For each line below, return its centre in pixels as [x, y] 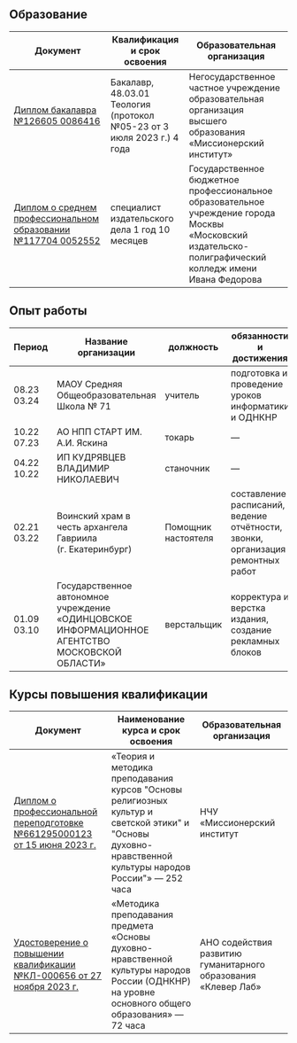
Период [31, 346]
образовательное [227, 201]
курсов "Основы [147, 790]
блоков [247, 652]
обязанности [260, 336]
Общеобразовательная [106, 395]
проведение [257, 384]
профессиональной [56, 812]
